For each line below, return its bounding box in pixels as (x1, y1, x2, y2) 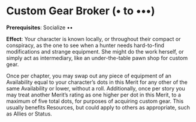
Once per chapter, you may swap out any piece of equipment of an (6, 72, 172, 79)
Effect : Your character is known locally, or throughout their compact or (6, 35, 181, 42)
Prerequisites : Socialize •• (6, 24, 73, 31)
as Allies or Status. (6, 110, 52, 117)
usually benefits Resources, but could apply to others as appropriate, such (6, 104, 190, 111)
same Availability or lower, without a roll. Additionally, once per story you (6, 85, 186, 92)
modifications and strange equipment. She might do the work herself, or (6, 48, 184, 55)
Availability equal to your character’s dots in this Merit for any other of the (6, 79, 188, 86)
